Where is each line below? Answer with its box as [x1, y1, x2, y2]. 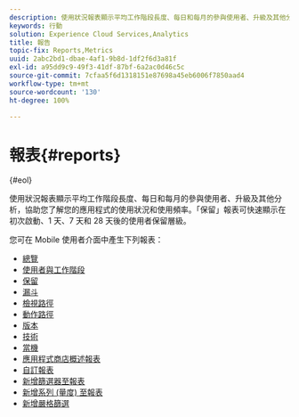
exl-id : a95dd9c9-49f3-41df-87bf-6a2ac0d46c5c [9, 63, 185, 72]
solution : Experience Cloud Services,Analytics [9, 29, 190, 38]
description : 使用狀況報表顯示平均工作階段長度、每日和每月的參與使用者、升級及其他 [9, 12, 287, 22]
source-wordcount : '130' [9, 87, 101, 96]
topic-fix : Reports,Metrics [9, 46, 114, 55]
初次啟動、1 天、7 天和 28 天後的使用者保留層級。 [9, 216, 191, 226]
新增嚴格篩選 [21, 398, 69, 409]
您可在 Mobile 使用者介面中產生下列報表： [9, 234, 164, 245]
